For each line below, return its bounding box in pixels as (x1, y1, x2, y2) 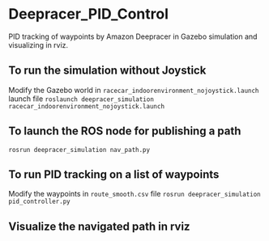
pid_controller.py (8, 197, 70, 206)
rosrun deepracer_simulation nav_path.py (8, 146, 151, 154)
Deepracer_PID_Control (8, 5, 169, 23)
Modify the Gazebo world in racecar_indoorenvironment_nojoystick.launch (8, 85, 259, 95)
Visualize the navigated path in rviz (8, 219, 190, 233)
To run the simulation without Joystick (8, 64, 207, 78)
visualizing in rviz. (8, 40, 69, 49)
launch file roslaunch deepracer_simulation (8, 94, 154, 104)
